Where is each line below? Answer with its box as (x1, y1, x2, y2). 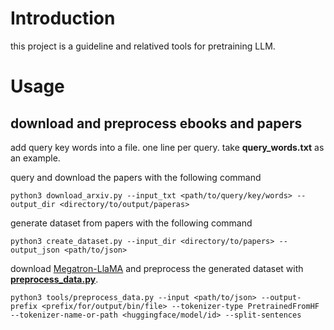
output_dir (10, 199, 56, 209)
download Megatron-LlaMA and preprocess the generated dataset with (10, 262, 304, 274)
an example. (10, 152, 61, 164)
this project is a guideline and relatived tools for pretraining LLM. (10, 40, 276, 52)
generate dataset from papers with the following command (10, 217, 253, 229)
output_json (10, 245, 60, 255)
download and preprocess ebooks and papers (10, 115, 303, 132)
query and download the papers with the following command (10, 171, 262, 183)
